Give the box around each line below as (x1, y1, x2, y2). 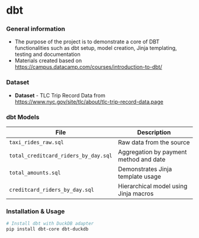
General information (6, 25, 65, 33)
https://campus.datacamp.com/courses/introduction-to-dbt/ (14, 64, 162, 71)
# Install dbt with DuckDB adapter (6, 221, 94, 227)
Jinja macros (118, 189, 154, 198)
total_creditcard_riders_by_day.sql (9, 153, 113, 159)
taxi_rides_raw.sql (9, 139, 64, 146)
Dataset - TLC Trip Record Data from (14, 91, 105, 99)
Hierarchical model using (118, 182, 188, 191)
